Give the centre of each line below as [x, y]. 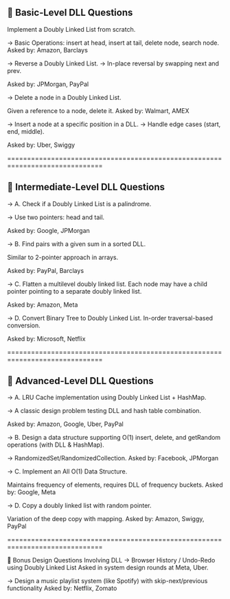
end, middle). [26, 131]
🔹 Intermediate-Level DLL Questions [86, 187]
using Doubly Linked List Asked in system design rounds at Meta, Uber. [108, 568]
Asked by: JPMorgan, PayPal [48, 84]
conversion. [24, 325]
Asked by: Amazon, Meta [43, 305]
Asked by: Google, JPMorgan [49, 230]
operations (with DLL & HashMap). [56, 445]
